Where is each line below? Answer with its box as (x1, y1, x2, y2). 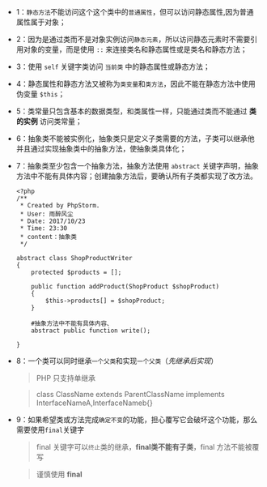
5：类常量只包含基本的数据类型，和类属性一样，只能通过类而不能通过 (15, 106, 248, 116)
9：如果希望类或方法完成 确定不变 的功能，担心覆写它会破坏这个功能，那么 (15, 415, 258, 424)
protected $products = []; (31, 268, 122, 276)
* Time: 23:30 (19, 224, 68, 233)
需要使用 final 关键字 (15, 425, 85, 434)
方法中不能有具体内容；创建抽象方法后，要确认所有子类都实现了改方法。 (15, 171, 257, 181)
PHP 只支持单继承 (36, 374, 95, 382)
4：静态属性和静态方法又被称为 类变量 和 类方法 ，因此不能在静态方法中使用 (15, 79, 256, 88)
